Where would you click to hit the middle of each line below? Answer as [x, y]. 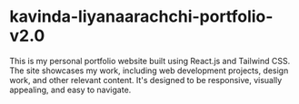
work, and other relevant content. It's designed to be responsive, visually [146, 80]
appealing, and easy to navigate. [70, 90]
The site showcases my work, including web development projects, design [149, 71]
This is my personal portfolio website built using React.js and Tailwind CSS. [150, 61]
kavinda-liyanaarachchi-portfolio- [141, 17]
